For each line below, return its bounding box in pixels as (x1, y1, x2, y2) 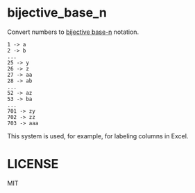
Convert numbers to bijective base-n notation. (7, 28, 139, 36)
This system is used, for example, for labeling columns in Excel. (7, 131, 189, 140)
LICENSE (7, 156, 59, 172)
